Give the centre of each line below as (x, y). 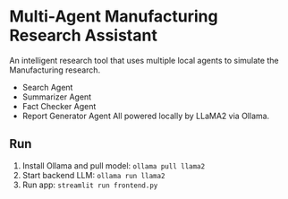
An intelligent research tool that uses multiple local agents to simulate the (144, 60)
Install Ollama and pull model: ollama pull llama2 (114, 165)
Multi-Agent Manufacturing (114, 17)
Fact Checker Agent (59, 106)
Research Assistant (84, 35)
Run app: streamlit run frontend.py (90, 185)
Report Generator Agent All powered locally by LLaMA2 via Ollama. (146, 116)
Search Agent (47, 87)
